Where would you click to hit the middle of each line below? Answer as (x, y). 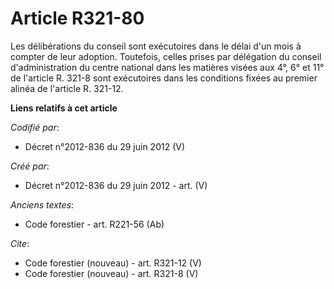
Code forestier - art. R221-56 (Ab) (94, 224)
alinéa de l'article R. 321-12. (67, 88)
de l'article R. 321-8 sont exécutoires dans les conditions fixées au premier (164, 78)
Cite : (20, 243)
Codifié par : (35, 127)
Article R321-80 (77, 18)
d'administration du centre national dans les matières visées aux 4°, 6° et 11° (167, 67)
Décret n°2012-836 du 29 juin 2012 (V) (105, 146)
